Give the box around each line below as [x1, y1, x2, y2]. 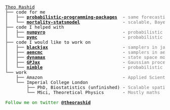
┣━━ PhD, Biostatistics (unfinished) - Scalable [26, 85, 150, 90]
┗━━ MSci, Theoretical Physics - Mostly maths [26, 90, 160, 95]
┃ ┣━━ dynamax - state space [5, 55, 158, 60]
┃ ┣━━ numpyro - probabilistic [5, 30, 163, 35]
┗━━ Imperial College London [16, 80, 89, 85]
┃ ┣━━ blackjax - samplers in [5, 45, 158, 50]
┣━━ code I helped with [5, 25, 64, 30]
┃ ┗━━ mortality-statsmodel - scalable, [5, 20, 152, 25]
